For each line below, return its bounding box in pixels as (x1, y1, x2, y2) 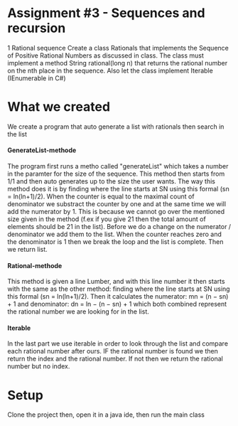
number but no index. (7, 362, 70, 371)
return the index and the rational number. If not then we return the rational (7, 354, 224, 363)
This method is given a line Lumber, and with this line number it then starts (7, 277, 225, 286)
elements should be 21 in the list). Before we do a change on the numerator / (7, 223, 232, 231)
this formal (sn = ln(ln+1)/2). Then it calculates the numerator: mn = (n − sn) (7, 292, 229, 301)
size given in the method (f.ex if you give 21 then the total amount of (7, 215, 206, 223)
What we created (7, 99, 111, 115)
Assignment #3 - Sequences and (7, 5, 205, 21)
